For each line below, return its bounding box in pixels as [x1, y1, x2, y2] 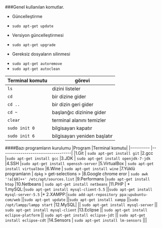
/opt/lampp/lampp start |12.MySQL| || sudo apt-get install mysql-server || [5, 202, 158, 208]
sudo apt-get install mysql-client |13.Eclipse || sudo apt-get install [5, 207, 147, 212]
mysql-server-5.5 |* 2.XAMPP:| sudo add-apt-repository [5, 192, 118, 197]
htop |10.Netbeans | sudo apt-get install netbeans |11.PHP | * [5, 181, 131, 187]
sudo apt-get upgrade [12, 43, 56, 48]
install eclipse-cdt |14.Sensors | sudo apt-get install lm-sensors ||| [5, 217, 147, 223]
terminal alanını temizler [52, 117, 106, 123]
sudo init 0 [7, 126, 35, 130]
